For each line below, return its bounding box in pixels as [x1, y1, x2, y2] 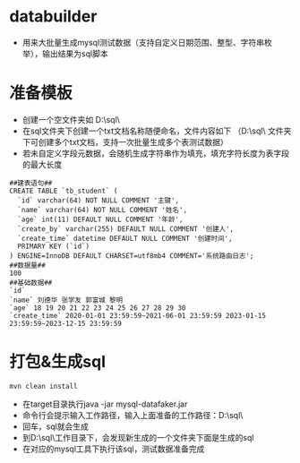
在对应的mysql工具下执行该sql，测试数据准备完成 [21, 443, 205, 454]
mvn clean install [9, 382, 78, 390]
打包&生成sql [9, 352, 106, 373]
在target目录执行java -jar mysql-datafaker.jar [21, 399, 188, 409]
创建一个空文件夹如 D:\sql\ [21, 114, 121, 124]
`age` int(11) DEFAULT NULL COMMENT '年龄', [17, 215, 184, 224]
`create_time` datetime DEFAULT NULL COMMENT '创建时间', [17, 234, 233, 243]
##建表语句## [9, 178, 53, 187]
